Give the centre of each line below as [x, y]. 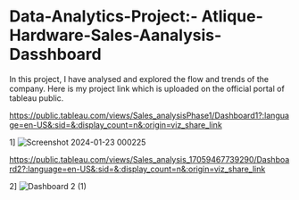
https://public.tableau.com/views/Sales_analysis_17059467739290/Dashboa [149, 159]
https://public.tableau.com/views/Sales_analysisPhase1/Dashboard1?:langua [149, 115]
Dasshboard [55, 54]
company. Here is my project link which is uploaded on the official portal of [147, 88]
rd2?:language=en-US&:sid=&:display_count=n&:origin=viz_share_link [137, 169]
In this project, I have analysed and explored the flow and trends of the [139, 79]
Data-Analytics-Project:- [104, 17]
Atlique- [232, 17]
